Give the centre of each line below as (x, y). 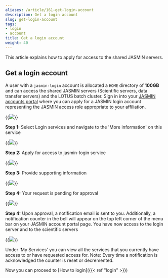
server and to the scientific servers (42, 229)
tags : (11, 24)
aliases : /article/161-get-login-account (50, 10)
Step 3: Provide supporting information (46, 173)
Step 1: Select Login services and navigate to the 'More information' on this (84, 127)
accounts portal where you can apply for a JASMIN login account (73, 101)
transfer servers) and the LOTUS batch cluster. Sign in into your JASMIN (80, 96)
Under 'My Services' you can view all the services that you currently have (82, 249)
